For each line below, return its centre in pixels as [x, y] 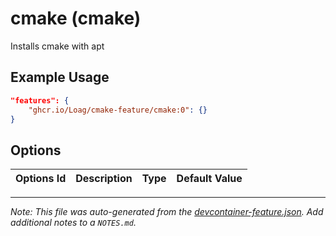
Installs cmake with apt [57, 46]
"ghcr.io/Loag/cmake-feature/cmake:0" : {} [118, 110]
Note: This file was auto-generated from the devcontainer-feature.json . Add [167, 212]
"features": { [40, 100]
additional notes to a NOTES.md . [73, 223]
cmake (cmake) [76, 18]
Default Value [209, 179]
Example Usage [60, 77]
